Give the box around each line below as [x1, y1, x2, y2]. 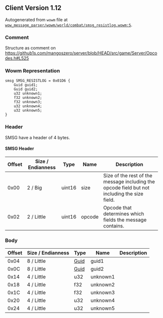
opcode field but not [103, 184, 149, 191]
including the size [103, 190, 144, 197]
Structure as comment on [5, 45, 56, 51]
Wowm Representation [5, 67, 60, 74]
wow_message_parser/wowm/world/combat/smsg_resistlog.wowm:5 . [5, 22, 132, 28]
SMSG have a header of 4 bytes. [5, 134, 70, 140]
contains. [103, 223, 125, 229]
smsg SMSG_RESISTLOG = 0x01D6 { [5, 79, 70, 83]
